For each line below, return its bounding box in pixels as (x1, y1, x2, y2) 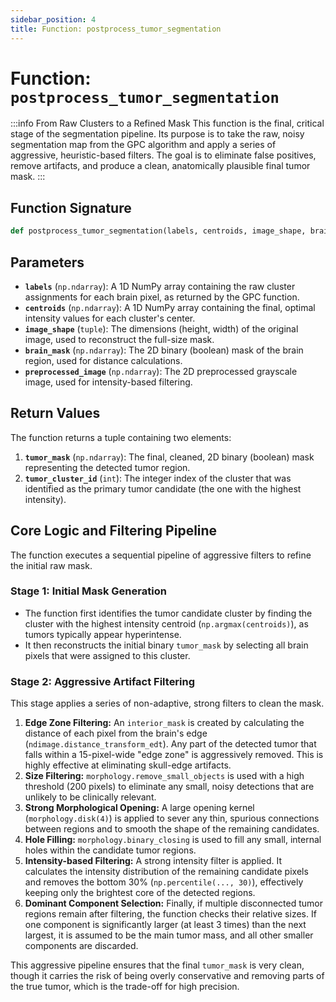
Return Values (10, 405, 101, 422)
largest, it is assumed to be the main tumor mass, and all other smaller (24, 929, 314, 941)
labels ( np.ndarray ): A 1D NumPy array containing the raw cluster (24, 280, 296, 292)
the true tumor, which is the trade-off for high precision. (10, 981, 240, 993)
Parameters (10, 254, 85, 271)
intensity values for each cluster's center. (24, 312, 196, 324)
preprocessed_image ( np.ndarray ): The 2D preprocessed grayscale (24, 365, 298, 377)
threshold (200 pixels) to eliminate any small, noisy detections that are (24, 781, 315, 793)
